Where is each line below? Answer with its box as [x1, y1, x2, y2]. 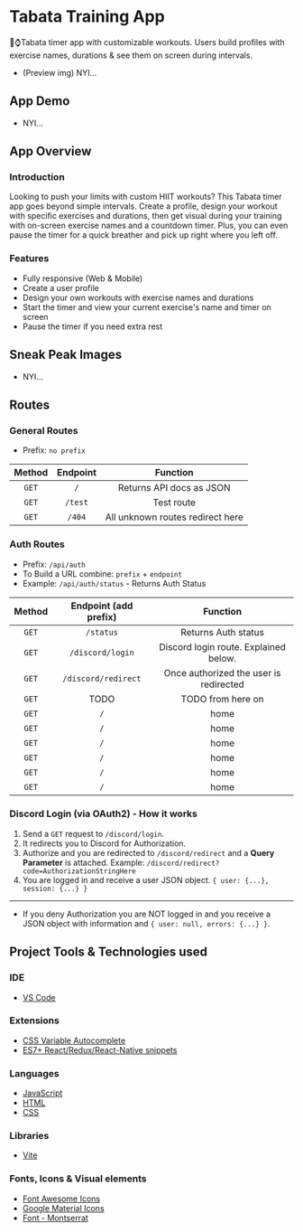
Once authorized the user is [163, 666, 281, 679]
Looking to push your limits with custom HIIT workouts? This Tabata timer [9, 192, 282, 202]
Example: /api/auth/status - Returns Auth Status [22, 578, 207, 588]
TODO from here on [180, 692, 264, 705]
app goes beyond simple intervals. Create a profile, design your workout [9, 201, 278, 212]
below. [207, 652, 237, 664]
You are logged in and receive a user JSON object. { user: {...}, [22, 874, 270, 885]
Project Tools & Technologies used [9, 945, 208, 960]
